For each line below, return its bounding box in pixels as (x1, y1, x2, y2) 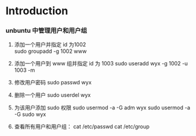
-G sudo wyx (14, 111, 46, 118)
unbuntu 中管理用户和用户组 (5, 27, 88, 35)
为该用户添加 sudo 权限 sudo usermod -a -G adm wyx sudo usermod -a (14, 104, 191, 111)
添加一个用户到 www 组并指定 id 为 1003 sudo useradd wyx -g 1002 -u (14, 60, 188, 67)
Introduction (5, 4, 69, 18)
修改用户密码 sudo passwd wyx (14, 79, 92, 86)
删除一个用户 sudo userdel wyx (14, 91, 91, 99)
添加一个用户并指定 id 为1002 (14, 41, 86, 48)
